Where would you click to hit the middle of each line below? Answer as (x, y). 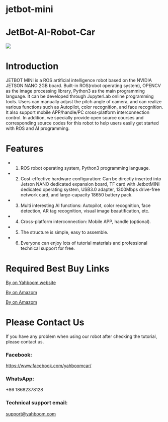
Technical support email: (37, 403)
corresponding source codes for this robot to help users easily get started (82, 123)
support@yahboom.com (31, 413)
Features (25, 149)
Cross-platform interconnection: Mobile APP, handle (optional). (86, 222)
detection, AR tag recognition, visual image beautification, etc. (85, 211)
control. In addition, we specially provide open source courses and (75, 118)
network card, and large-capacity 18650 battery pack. (76, 195)
